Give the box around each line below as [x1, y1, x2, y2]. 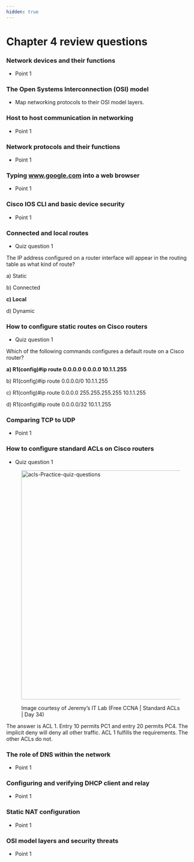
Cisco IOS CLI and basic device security [6, 200, 125, 209]
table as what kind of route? [6, 260, 75, 268]
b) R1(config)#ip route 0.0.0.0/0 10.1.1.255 [6, 377, 108, 385]
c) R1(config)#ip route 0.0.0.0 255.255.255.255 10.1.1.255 [6, 389, 146, 397]
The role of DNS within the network [6, 750, 111, 758]
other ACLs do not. [6, 735, 53, 742]
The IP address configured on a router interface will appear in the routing [6, 254, 187, 261]
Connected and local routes [6, 228, 89, 237]
